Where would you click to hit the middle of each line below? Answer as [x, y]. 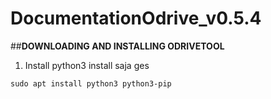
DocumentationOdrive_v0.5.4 [136, 18]
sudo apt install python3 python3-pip [91, 83]
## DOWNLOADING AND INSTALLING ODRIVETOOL [117, 46]
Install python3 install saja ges [87, 65]
